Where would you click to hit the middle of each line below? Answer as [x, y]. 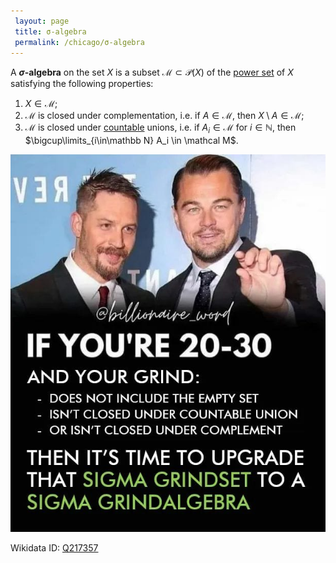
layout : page [42, 21]
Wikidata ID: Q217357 [54, 547]
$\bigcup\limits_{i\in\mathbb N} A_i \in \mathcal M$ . [131, 141]
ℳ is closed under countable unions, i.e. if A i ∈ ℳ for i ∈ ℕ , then [160, 128]
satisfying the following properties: [82, 84]
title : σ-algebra [50, 31]
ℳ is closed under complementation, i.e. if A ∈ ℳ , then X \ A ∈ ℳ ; [164, 116]
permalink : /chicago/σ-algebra [79, 42]
